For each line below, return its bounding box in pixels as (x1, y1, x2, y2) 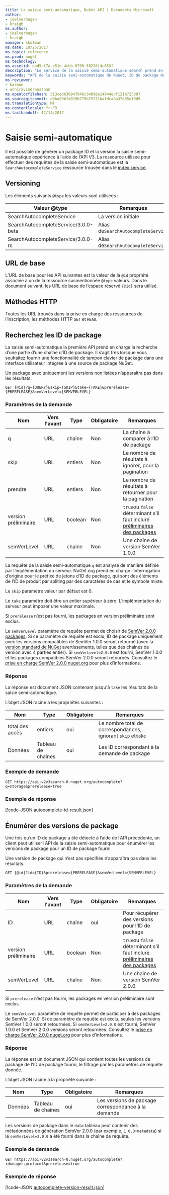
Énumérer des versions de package (5, 821, 119, 830)
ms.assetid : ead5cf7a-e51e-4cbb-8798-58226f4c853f (5, 63, 114, 68)
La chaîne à (123, 429, 150, 436)
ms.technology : (5, 59, 37, 64)
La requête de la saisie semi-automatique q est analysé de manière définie (5, 562, 159, 568)
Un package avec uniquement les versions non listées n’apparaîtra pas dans (5, 370, 163, 376)
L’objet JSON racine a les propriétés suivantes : (5, 699, 104, 705)
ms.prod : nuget (5, 54, 37, 59)
